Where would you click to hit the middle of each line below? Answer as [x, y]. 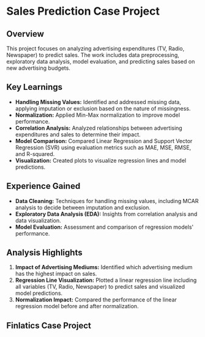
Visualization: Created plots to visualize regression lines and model [101, 160]
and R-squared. [35, 154]
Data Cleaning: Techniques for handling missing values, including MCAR [107, 201]
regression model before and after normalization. [77, 306]
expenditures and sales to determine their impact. [78, 134]
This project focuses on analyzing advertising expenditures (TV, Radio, [95, 48]
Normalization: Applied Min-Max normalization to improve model [98, 115]
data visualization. [38, 220]
